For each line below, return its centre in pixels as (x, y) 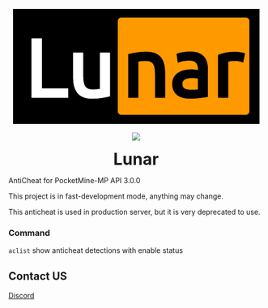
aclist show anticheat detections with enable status (96, 250)
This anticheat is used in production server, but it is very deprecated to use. (134, 212)
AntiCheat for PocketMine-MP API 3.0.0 (74, 180)
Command (29, 233)
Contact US (38, 276)
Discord (21, 296)
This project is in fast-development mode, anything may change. (116, 196)
